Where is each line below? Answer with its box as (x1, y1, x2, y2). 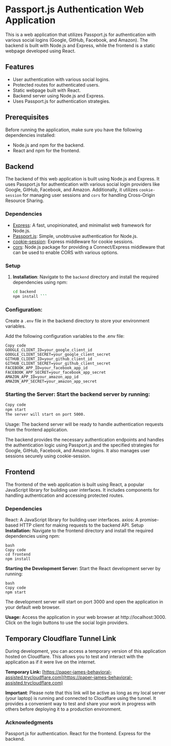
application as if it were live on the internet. (5, 659, 96, 665)
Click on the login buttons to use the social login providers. (5, 619, 129, 626)
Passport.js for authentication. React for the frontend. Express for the (5, 731, 151, 737)
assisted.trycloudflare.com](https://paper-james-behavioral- (5, 674, 133, 680)
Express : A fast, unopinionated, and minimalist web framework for (12, 222, 152, 228)
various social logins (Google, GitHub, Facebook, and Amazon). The (5, 37, 148, 43)
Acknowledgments (5, 719, 54, 726)
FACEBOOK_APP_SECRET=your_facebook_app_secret (5, 370, 106, 375)
